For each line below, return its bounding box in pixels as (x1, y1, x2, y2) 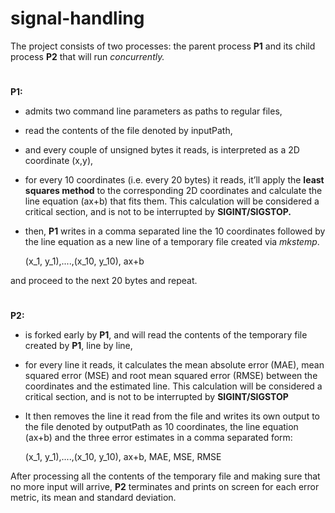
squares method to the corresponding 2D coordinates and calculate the (24, 185, 323, 197)
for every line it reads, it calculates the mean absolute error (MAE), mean (24, 359, 325, 371)
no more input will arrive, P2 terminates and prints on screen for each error (10, 481, 320, 493)
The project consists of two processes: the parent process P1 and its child (10, 40, 316, 52)
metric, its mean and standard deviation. (10, 492, 177, 504)
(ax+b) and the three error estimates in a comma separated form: (24, 432, 293, 444)
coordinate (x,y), (24, 155, 94, 167)
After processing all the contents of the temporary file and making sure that (10, 470, 321, 482)
